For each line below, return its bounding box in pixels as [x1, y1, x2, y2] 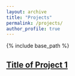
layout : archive [6, 8, 47, 15]
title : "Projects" [6, 14, 52, 21]
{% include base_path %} [6, 42, 70, 49]
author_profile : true [6, 25, 61, 32]
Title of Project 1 [6, 60, 68, 70]
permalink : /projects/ [6, 20, 63, 26]
